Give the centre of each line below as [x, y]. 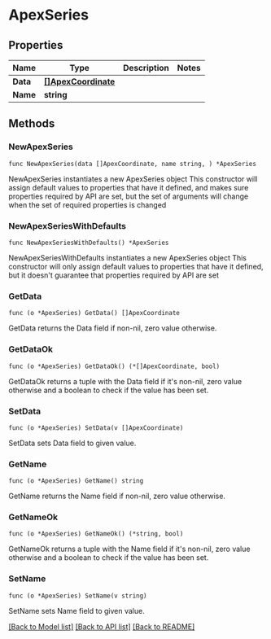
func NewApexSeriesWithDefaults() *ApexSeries [89, 243]
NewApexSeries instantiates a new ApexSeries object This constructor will [133, 179]
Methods [32, 124]
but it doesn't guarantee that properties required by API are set [114, 275]
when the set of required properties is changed [87, 204]
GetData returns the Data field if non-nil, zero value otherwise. [113, 328]
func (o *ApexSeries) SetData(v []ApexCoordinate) [96, 428]
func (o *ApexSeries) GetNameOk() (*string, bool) [96, 534]
